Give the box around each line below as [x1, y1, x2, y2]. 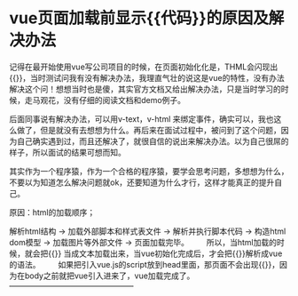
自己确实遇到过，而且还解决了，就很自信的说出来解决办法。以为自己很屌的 [16, 135, 289, 147]
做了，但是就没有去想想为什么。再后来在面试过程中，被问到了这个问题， [16, 124, 281, 135]
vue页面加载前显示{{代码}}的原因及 [9, 8, 269, 28]
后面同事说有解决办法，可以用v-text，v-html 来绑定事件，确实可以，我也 [9, 113, 274, 124]
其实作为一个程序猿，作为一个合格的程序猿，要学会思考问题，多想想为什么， [9, 165, 289, 176]
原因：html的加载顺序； [9, 206, 96, 218]
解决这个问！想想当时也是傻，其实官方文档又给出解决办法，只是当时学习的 [9, 84, 281, 94]
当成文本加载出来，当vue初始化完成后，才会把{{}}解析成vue [63, 248, 283, 259]
